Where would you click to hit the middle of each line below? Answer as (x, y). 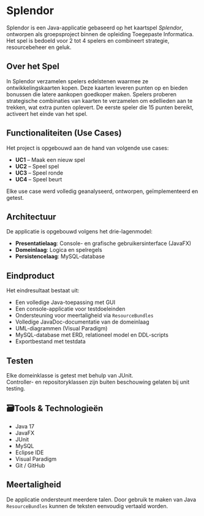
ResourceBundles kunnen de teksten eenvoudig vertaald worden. (87, 506)
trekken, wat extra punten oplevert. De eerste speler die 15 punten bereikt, (100, 107)
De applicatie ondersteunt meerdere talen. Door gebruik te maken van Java (101, 499)
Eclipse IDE (29, 452)
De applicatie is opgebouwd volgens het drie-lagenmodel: (80, 232)
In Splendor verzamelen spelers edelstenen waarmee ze (77, 81)
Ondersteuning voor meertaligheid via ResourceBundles (84, 316)
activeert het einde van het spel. (47, 113)
